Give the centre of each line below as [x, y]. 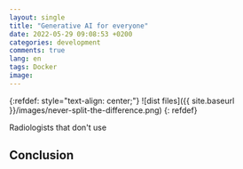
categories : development [55, 42]
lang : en [25, 59]
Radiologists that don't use [58, 127]
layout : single [37, 17]
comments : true [37, 51]
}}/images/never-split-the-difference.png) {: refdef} [103, 110]
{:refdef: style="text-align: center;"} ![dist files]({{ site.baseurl [122, 101]
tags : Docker [33, 68]
